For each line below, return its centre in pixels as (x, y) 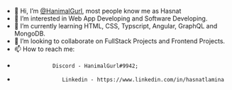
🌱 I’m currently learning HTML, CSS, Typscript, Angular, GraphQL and (116, 26)
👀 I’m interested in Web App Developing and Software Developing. (111, 18)
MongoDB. (30, 33)
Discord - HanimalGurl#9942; (95, 66)
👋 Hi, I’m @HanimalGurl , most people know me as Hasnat (98, 11)
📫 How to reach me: (44, 49)
